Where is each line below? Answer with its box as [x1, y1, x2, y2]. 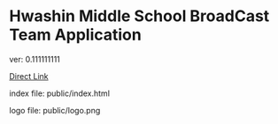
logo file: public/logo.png [9, 105, 101, 115]
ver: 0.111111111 [9, 54, 60, 64]
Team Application [9, 25, 142, 45]
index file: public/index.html [9, 88, 111, 98]
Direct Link [9, 70, 49, 81]
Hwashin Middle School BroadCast [9, 6, 270, 26]
